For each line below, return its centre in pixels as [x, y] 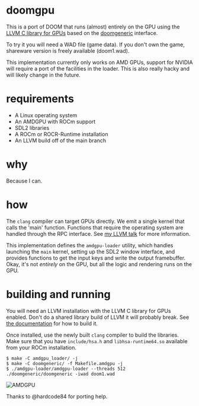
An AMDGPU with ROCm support [55, 122]
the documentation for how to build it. [52, 323]
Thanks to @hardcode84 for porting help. [57, 396]
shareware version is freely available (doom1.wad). [68, 50]
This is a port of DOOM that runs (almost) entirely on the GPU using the [93, 27]
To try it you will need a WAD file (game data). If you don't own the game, [95, 44]
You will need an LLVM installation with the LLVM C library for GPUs [89, 311]
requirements [40, 99]
